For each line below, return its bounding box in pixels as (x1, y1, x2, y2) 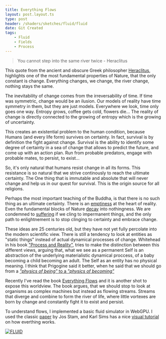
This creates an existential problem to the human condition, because (5, 128, 145, 134)
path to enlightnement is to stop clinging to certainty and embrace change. (5, 216, 158, 222)
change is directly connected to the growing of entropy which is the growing (5, 113, 161, 119)
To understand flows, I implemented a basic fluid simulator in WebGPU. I (5, 308, 153, 314)
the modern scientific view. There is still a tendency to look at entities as (5, 231, 152, 237)
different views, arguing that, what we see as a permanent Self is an (5, 247, 144, 253)
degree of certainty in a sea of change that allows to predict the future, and (5, 144, 159, 150)
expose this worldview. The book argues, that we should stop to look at (5, 283, 151, 289)
